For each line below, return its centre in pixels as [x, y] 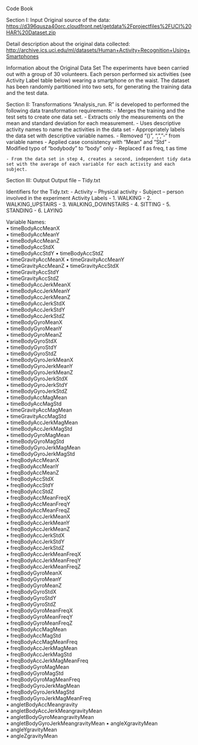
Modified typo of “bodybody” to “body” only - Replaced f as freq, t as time [97, 148]
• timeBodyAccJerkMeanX [38, 285]
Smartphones [23, 56]
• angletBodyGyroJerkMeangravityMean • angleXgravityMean [82, 723]
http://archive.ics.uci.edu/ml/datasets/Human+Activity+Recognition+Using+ [98, 50]
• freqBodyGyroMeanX [34, 573]
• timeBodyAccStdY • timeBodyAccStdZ [55, 253]
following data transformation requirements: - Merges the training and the [95, 111]
